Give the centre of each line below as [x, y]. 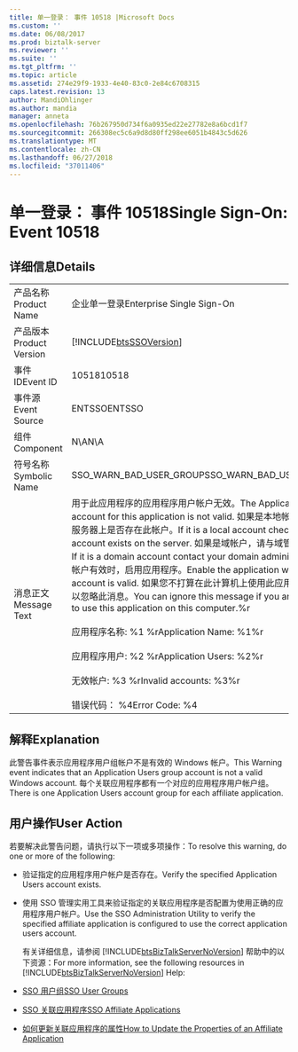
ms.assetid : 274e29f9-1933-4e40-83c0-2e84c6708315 [105, 83]
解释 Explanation [55, 739]
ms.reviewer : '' [39, 51]
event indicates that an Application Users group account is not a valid [136, 773]
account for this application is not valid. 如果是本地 [176, 517]
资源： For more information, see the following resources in [137, 962]
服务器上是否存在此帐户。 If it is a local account [169, 530]
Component [39, 449]
